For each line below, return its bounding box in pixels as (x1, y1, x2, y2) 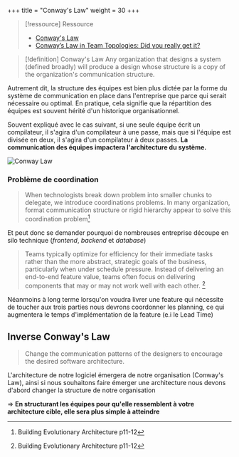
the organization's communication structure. (24, 70, 155, 78)
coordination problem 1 (24, 214, 90, 223)
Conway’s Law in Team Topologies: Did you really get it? (35, 41, 201, 49)
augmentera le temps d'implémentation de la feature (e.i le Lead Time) (7, 310, 213, 319)
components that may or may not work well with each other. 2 (24, 280, 206, 290)
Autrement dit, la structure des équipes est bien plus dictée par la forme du (7, 84, 228, 92)
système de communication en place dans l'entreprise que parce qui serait (7, 92, 226, 100)
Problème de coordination (7, 174, 99, 184)
